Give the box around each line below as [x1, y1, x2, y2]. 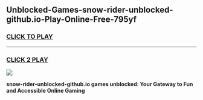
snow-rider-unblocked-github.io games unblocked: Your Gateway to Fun [6, 80, 193, 87]
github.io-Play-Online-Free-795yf [6, 15, 137, 25]
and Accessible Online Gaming [6, 87, 85, 94]
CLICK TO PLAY [6, 33, 53, 41]
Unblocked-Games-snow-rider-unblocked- [6, 5, 173, 15]
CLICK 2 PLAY [6, 55, 48, 64]
